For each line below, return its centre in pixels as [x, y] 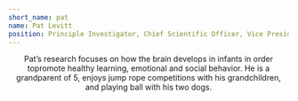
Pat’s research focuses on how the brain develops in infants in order [149, 59]
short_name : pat [38, 17]
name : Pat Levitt [40, 26]
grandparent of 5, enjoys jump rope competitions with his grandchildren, [149, 78]
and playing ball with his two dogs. [149, 87]
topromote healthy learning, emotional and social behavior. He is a [149, 68]
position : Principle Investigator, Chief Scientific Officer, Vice [136, 34]
